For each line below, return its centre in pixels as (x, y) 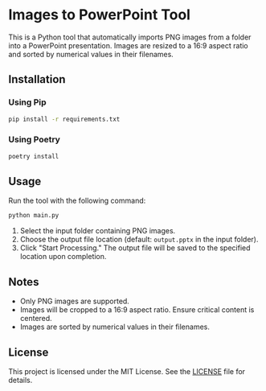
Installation (37, 79)
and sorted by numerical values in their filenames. (91, 54)
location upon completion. (63, 257)
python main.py (34, 216)
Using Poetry (34, 140)
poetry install (34, 156)
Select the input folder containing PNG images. (98, 231)
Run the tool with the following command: (77, 201)
